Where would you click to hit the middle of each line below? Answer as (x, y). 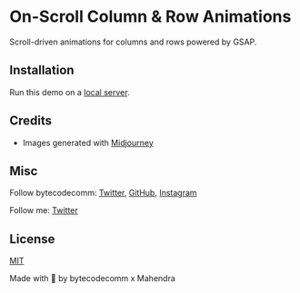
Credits (31, 121)
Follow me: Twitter (44, 210)
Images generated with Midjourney (88, 142)
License (32, 239)
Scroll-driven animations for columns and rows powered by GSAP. (133, 42)
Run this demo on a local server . (70, 92)
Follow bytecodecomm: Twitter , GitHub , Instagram (103, 193)
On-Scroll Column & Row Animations (150, 17)
